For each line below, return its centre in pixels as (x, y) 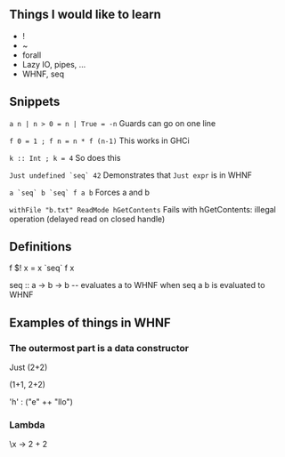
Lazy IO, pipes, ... (54, 64)
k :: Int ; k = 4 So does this (65, 157)
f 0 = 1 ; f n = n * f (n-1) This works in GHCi (99, 140)
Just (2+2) (28, 367)
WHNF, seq (43, 74)
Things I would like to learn (85, 15)
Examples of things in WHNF (90, 322)
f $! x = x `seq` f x (42, 268)
